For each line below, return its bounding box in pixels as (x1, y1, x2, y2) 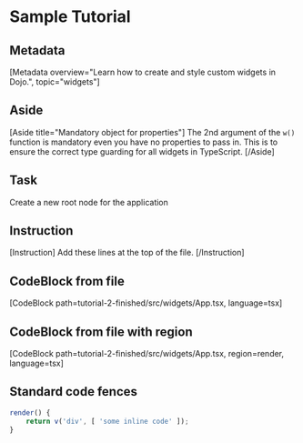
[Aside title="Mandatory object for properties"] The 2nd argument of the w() (9, 126, 296, 137)
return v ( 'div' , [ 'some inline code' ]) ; (25, 417, 189, 426)
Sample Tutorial (9, 6, 131, 27)
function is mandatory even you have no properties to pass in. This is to (9, 136, 278, 147)
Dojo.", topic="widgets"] (9, 76, 100, 87)
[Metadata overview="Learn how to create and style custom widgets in (9, 66, 276, 77)
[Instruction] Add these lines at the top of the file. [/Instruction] (9, 247, 245, 258)
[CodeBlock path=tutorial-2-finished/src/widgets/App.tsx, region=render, (9, 348, 285, 359)
